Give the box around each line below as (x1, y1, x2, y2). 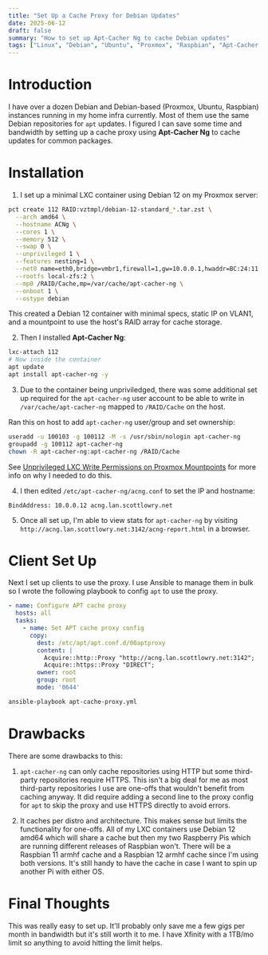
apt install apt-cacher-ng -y (8, 371, 109, 379)
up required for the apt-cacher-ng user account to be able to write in (19, 393, 245, 403)
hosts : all (15, 609, 52, 618)
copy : (29, 631, 48, 639)
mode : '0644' (37, 683, 81, 692)
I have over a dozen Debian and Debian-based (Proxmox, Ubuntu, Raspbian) (8, 102, 259, 112)
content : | (37, 646, 73, 654)
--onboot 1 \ (15, 287, 59, 295)
